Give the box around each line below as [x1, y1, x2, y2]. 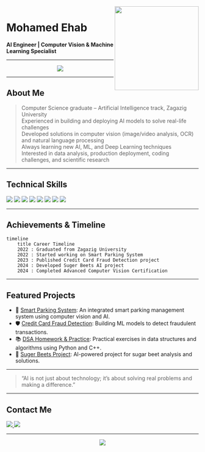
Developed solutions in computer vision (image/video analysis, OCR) [21, 130, 194, 137]
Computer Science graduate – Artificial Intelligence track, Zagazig [21, 104, 187, 112]
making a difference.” [21, 381, 76, 389]
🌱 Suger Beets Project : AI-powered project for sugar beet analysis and [15, 351, 192, 358]
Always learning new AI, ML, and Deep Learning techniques [21, 143, 172, 150]
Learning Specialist [6, 47, 57, 54]
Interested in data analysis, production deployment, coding [21, 149, 170, 157]
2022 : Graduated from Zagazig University [17, 246, 127, 253]
